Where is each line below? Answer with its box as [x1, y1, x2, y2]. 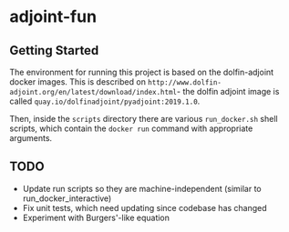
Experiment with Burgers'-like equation [22, 212, 170, 223]
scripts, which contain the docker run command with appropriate [9, 123, 253, 134]
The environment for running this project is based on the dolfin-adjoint [9, 66, 274, 77]
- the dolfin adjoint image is [176, 86, 280, 96]
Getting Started [9, 43, 99, 58]
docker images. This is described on [9, 76, 146, 87]
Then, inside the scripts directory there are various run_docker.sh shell [9, 114, 278, 124]
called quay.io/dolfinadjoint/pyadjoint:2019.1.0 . [9, 96, 201, 106]
